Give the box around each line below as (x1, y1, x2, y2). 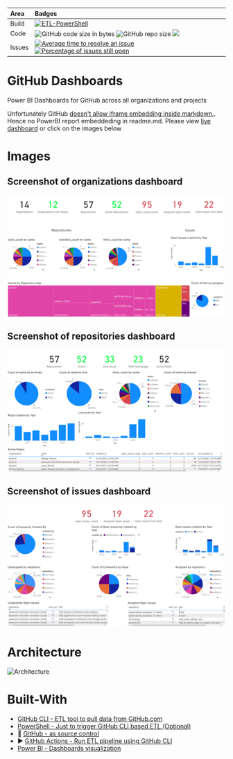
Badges (34, 9, 58, 17)
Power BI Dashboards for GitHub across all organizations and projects (7, 96, 207, 104)
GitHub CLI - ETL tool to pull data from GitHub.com (17, 715, 163, 723)
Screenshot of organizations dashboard (7, 176, 183, 188)
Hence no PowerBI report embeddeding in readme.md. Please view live (7, 116, 212, 125)
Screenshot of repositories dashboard (7, 331, 175, 342)
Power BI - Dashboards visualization (17, 744, 121, 752)
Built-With (7, 691, 68, 707)
